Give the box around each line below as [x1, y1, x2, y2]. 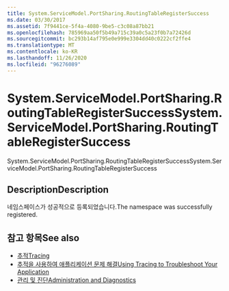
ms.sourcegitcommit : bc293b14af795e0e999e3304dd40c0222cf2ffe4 [7, 36, 191, 42]
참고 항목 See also [7, 232, 80, 244]
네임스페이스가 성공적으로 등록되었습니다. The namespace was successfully [7, 203, 213, 211]
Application [16, 268, 50, 276]
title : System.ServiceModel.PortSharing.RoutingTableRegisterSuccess [7, 10, 210, 17]
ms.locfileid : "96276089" [7, 61, 81, 68]
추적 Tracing [16, 251, 50, 260]
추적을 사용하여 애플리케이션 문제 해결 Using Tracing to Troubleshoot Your [16, 260, 218, 268]
